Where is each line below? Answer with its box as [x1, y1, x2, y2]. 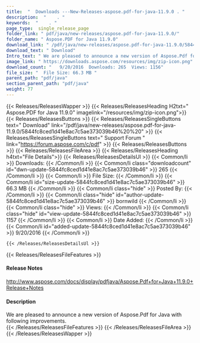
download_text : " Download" [6, 48, 76, 54]
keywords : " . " [6, 20, 58, 26]
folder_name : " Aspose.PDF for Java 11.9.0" [6, 36, 118, 42]
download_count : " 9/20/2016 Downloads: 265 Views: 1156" [6, 64, 164, 70]
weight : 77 [6, 86, 33, 92]
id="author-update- [115, 191, 164, 198]
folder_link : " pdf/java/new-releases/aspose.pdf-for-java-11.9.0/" [6, 31, 180, 37]
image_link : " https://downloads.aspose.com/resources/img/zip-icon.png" [6, 58, 193, 64]
